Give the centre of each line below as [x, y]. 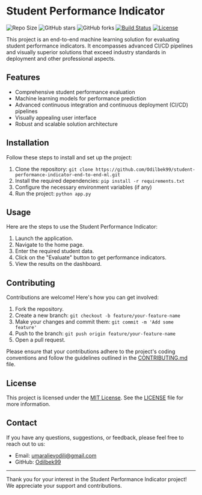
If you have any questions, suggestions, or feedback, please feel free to [95, 437]
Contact [22, 423]
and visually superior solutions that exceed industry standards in [86, 52]
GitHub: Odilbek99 [38, 462]
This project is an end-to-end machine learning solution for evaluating [93, 39]
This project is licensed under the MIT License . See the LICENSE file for [95, 398]
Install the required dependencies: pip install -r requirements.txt [100, 180]
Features [23, 77]
